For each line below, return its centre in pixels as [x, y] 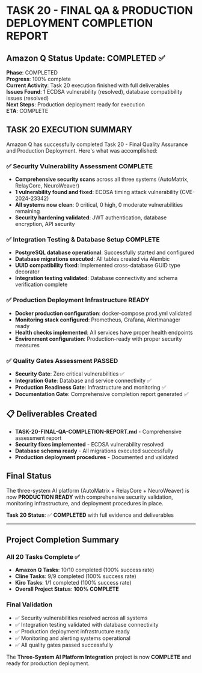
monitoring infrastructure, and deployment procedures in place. [85, 503]
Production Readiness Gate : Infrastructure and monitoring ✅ [90, 387]
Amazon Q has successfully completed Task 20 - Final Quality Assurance [97, 144]
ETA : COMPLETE [27, 111]
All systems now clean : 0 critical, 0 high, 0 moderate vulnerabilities [99, 205]
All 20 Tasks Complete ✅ [43, 556]
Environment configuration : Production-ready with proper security [98, 339]
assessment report [38, 438]
